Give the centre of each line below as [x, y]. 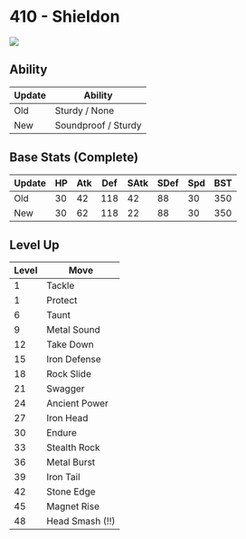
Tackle [61, 285]
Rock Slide [69, 374]
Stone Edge [71, 492]
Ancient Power [77, 403]
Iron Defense [74, 360]
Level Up [34, 245]
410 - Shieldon [65, 17]
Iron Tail [63, 477]
